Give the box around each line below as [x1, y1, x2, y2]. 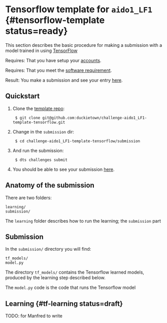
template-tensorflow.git [12, 120, 65, 125]
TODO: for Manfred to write [5, 313, 62, 319]
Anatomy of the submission [5, 181, 95, 190]
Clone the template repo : [12, 105, 65, 112]
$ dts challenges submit [15, 157, 68, 163]
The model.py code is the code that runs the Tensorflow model [5, 284, 136, 291]
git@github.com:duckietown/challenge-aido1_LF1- [42, 115, 147, 120]
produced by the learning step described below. [5, 275, 106, 281]
